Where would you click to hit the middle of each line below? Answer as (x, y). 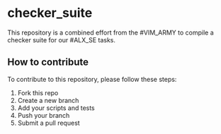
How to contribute (48, 62)
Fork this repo (38, 92)
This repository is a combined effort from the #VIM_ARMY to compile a (110, 32)
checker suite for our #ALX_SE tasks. (61, 39)
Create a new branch (48, 100)
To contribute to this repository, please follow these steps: (92, 79)
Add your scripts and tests (56, 108)
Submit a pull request (49, 123)
